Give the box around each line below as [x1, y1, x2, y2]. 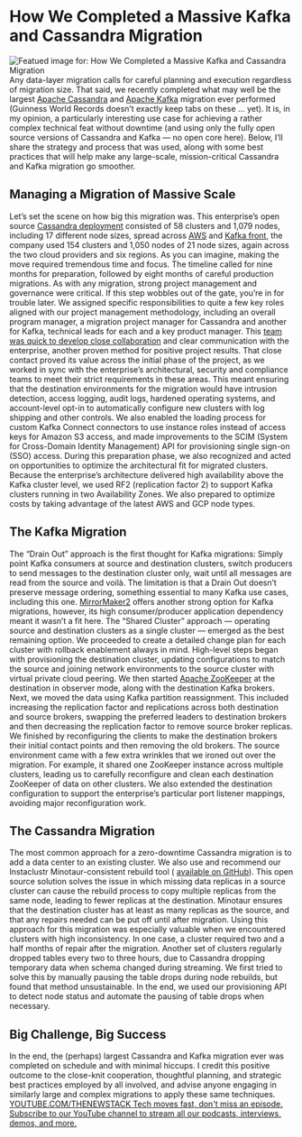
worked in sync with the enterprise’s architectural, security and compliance [9, 363, 288, 375]
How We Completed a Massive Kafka [9, 6, 291, 27]
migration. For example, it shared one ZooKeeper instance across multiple [9, 759, 284, 770]
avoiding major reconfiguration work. [9, 797, 147, 808]
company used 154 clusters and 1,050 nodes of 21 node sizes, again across [9, 239, 290, 250]
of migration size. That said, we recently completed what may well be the [9, 84, 281, 95]
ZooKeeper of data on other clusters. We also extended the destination [9, 778, 273, 789]
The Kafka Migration [9, 525, 127, 540]
